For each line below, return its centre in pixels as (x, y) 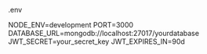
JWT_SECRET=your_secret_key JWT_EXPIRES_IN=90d (97, 41)
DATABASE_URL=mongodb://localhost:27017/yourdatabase (104, 33)
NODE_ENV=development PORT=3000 (71, 25)
